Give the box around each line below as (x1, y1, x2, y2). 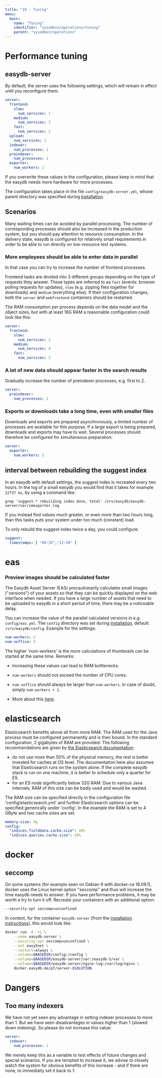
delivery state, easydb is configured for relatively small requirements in (5, 236, 147, 242)
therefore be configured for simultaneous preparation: (5, 435, 113, 440)
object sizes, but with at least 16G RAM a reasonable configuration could (5, 309, 150, 315)
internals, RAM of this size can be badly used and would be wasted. (12, 785, 147, 791)
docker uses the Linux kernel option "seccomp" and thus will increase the (5, 887, 152, 892)
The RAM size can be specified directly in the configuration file (5, 794, 131, 800)
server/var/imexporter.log (5, 503, 59, 508)
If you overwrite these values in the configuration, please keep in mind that (5, 174, 154, 180)
